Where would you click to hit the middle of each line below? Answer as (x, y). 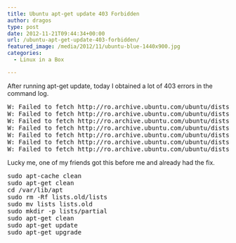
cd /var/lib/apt (35, 190)
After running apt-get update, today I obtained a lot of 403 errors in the (110, 86)
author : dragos (29, 20)
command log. (28, 93)
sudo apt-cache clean (45, 176)
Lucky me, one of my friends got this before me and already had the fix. (111, 162)
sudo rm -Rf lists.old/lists (57, 197)
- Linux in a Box (39, 60)
